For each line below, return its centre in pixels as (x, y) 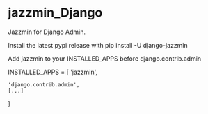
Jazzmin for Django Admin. (47, 32)
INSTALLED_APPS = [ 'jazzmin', (53, 72)
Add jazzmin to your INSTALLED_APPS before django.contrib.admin (105, 58)
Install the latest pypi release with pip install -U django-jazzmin (98, 45)
